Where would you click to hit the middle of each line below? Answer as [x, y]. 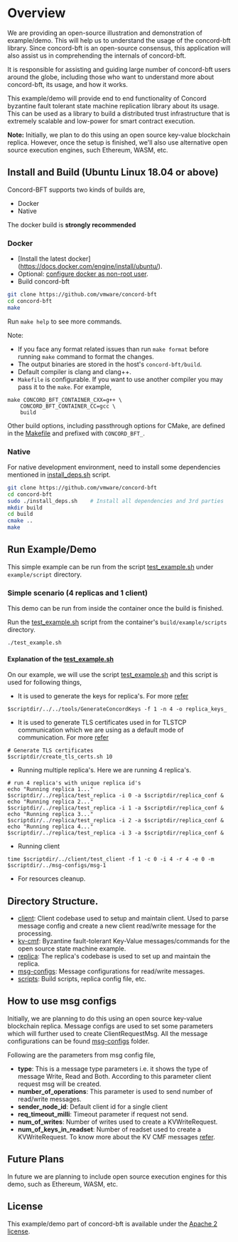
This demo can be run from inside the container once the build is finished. [115, 609]
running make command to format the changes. [86, 356]
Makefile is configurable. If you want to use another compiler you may [120, 379]
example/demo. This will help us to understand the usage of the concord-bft [119, 40]
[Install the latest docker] [54, 259]
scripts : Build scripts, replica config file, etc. [82, 979]
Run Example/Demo [52, 550]
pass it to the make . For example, [65, 387]
